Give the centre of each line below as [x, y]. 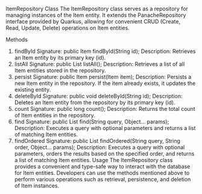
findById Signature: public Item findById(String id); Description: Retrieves [105, 51]
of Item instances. [37, 186]
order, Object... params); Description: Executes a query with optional [99, 147]
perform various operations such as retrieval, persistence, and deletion [103, 179]
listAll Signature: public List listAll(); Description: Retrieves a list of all [99, 64]
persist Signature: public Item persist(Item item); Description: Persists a [103, 77]
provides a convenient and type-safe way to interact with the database [102, 166]
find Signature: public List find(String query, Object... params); [92, 122]
